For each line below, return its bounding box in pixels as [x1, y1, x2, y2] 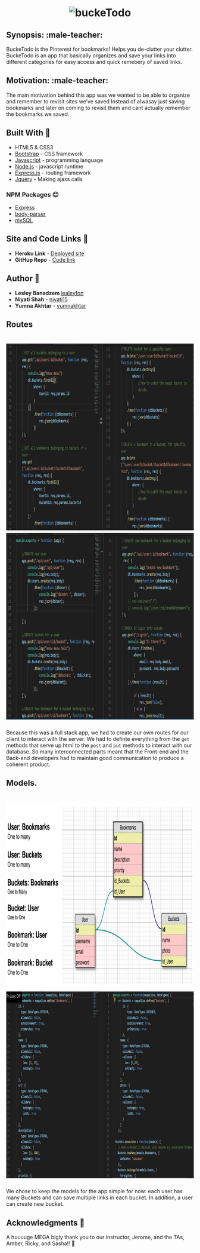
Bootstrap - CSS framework [14, 150, 83, 157]
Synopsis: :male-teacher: [6, 30, 103, 40]
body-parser [14, 210, 46, 217]
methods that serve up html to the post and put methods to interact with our [6, 742, 192, 749]
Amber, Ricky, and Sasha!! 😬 [6, 1240, 76, 1247]
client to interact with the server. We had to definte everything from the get [6, 735, 190, 742]
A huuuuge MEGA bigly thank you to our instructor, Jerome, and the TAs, [6, 1234, 185, 1241]
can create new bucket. [6, 1200, 64, 1208]
